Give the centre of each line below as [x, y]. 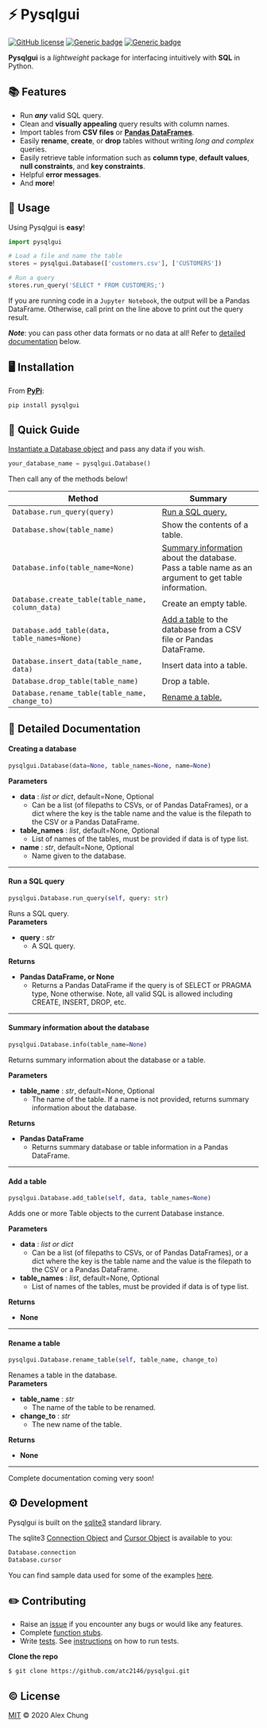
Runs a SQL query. [39, 913]
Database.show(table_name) [63, 530]
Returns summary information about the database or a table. [107, 1060]
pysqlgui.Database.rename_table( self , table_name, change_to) [113, 1360]
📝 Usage [29, 208]
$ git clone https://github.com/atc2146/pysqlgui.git [99, 1671]
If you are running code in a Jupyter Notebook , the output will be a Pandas [129, 300]
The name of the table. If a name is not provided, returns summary [140, 1099]
